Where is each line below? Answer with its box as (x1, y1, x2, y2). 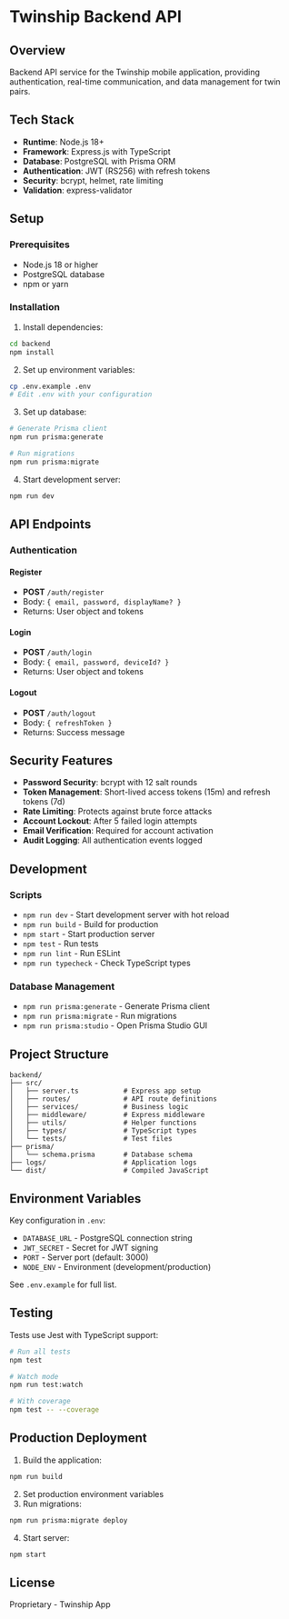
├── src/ (9, 1079, 43, 1088)
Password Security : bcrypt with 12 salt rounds (22, 777, 198, 788)
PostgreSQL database (22, 268, 105, 279)
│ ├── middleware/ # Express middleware (9, 1111, 205, 1120)
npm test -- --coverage (9, 1405, 100, 1414)
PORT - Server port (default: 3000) (22, 1252, 149, 1263)
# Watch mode (9, 1372, 59, 1381)
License (9, 1574, 55, 1590)
